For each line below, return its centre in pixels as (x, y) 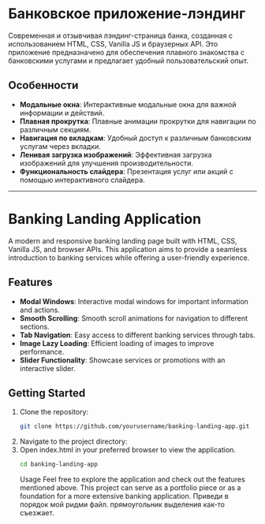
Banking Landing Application (105, 219)
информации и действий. (62, 113)
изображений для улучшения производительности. (106, 163)
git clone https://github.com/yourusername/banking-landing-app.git (134, 426)
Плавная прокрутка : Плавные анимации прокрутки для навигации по (138, 121)
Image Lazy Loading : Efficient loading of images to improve (117, 343)
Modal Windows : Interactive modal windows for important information (134, 301)
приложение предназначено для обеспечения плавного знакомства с (127, 52)
